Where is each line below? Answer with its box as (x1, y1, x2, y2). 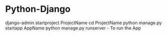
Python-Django (5, 3, 71, 15)
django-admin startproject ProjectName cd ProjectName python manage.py (5, 20, 162, 26)
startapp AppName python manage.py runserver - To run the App (5, 25, 141, 31)
